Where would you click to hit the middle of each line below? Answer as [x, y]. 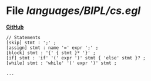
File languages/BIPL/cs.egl [73, 11]
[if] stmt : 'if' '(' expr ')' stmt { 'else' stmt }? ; [76, 58]
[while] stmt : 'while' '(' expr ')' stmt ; [61, 63]
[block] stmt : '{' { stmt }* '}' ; [51, 53]
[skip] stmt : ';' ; [31, 43]
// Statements [24, 37]
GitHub [15, 27]
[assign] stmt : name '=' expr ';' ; [52, 48]
